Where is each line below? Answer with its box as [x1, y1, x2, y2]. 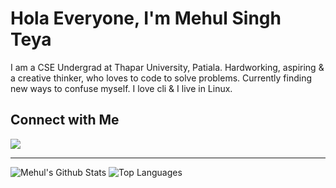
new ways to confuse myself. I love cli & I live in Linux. [10, 82, 233, 94]
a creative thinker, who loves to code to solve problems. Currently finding [10, 72, 313, 84]
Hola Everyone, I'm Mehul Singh [10, 7, 282, 30]
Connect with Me [10, 112, 120, 129]
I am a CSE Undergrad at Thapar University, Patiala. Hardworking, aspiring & [10, 61, 325, 73]
